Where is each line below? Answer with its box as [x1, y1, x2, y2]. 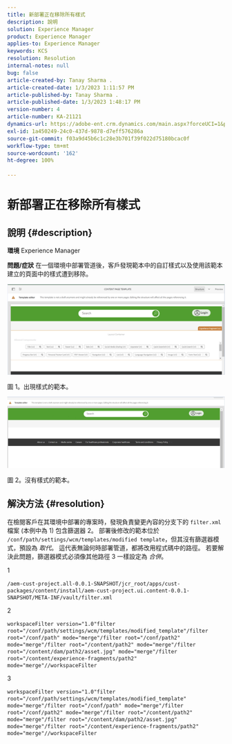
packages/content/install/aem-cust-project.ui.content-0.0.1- [7, 587, 190, 594]
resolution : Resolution [7, 55, 76, 62]
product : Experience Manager [7, 33, 91, 40]
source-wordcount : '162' [7, 149, 79, 157]
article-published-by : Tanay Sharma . [7, 91, 119, 98]
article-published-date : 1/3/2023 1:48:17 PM [7, 99, 140, 106]
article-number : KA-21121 [7, 113, 81, 120]
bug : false [7, 69, 39, 76]
